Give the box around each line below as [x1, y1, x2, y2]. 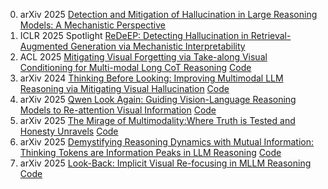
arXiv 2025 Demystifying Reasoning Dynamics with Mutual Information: [19, 136, 315, 148]
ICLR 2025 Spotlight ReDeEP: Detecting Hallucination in [19, 30, 249, 41]
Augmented [19, 40, 69, 52]
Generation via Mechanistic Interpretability [70, 40, 246, 52]
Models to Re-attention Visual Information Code [19, 104, 217, 116]
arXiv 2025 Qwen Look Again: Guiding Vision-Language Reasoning [19, 94, 297, 105]
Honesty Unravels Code [19, 125, 119, 137]
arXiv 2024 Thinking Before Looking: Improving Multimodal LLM [19, 72, 284, 84]
